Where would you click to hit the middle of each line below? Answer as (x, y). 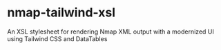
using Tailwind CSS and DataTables (57, 38)
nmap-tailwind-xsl (61, 13)
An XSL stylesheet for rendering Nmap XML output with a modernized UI (110, 32)
